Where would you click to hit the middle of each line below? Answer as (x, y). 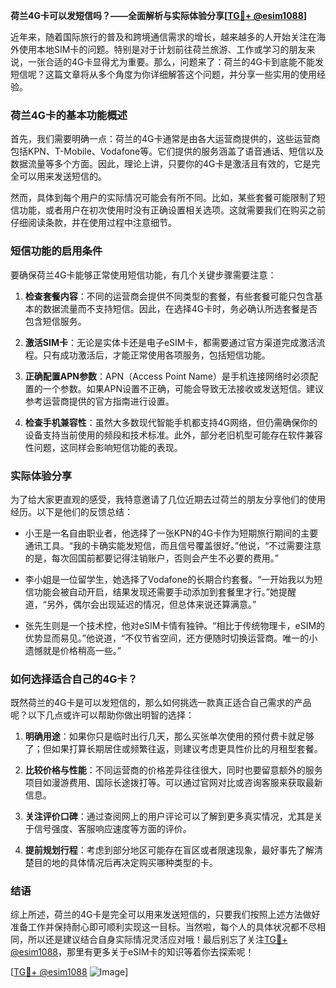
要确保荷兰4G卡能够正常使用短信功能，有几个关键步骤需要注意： (143, 275)
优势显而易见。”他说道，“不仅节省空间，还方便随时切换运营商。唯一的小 (171, 638)
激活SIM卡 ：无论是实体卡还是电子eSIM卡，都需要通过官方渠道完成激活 (170, 342)
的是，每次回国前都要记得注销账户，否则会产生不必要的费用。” (151, 558)
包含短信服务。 (55, 321)
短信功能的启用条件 (56, 251)
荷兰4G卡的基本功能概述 (69, 115)
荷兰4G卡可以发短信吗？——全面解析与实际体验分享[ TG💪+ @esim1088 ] (159, 15)
